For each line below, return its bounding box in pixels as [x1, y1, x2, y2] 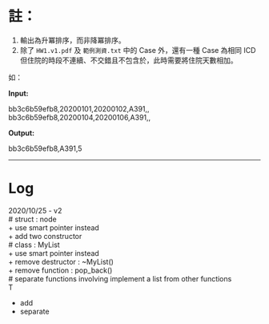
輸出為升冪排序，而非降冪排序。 [19, 35, 126, 45]
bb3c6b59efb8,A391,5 [8, 144, 82, 153]
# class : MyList [8, 240, 60, 249]
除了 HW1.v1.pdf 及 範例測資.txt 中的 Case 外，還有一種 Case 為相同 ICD [19, 45, 256, 55]
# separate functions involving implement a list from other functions [8, 273, 232, 283]
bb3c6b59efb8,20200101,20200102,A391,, [8, 103, 150, 113]
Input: [8, 88, 29, 98]
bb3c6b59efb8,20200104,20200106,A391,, [8, 112, 151, 122]
